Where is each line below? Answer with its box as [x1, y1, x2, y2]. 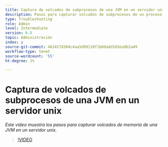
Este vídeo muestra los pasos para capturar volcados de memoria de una [5, 122, 157, 128]
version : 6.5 [5, 30, 32, 35]
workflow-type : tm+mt [5, 49, 50, 54]
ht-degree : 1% [5, 58, 35, 63]
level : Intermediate [5, 26, 48, 31]
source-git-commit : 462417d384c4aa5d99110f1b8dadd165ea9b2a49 [5, 44, 137, 49]
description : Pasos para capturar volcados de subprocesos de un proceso [5, 12, 162, 17]
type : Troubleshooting [5, 16, 52, 21]
